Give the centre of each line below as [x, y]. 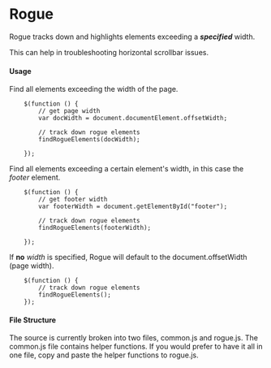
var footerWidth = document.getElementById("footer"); [133, 207]
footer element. [35, 178]
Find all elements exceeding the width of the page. [94, 89]
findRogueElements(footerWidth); [95, 228]
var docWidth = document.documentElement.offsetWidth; [133, 119]
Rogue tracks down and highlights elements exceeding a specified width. [132, 37]
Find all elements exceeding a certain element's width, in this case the [127, 169]
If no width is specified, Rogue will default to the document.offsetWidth [128, 258]
